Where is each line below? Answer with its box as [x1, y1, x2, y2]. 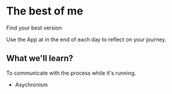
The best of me [6, 4, 83, 18]
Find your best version [6, 24, 62, 31]
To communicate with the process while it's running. [6, 69, 136, 77]
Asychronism [14, 81, 48, 88]
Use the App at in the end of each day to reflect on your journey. [6, 36, 167, 43]
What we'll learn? [6, 53, 74, 64]
